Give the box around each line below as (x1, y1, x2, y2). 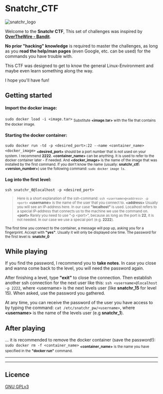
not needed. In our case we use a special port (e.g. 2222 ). (16, 217, 114, 222)
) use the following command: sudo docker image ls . (38, 166, 126, 171)
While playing (5, 247, 48, 256)
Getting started (5, 91, 52, 100)
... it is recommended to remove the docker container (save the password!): (5, 337, 156, 343)
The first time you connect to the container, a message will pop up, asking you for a (5, 225, 144, 231)
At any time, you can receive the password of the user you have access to (5, 300, 153, 306)
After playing (5, 324, 45, 332)
